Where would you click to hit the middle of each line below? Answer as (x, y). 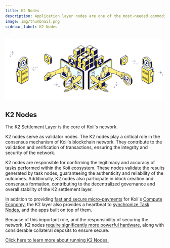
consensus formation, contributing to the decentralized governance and (80, 184)
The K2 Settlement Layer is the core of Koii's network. (61, 127)
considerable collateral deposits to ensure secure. (57, 230)
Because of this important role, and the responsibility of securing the (77, 219)
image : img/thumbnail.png (32, 21)
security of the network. (30, 153)
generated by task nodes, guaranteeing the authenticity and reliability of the (84, 173)
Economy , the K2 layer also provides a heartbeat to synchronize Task (77, 204)
